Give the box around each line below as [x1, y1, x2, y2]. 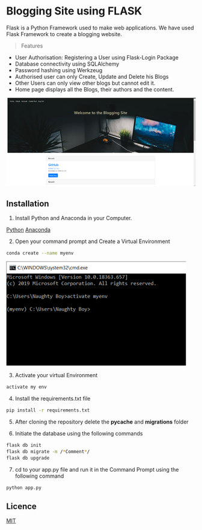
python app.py [6, 484, 42, 491]
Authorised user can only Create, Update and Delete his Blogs [14, 73, 169, 80]
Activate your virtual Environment [14, 372, 98, 379]
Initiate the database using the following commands [14, 430, 143, 437]
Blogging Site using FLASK [6, 4, 142, 18]
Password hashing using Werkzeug [14, 66, 103, 73]
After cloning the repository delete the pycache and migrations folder [14, 418, 189, 425]
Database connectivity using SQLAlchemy [14, 60, 120, 67]
